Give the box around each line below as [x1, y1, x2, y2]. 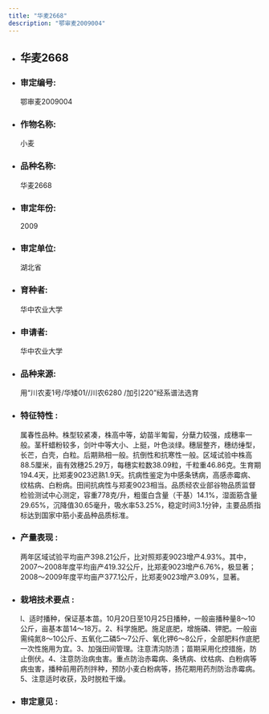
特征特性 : [19, 410, 59, 422]
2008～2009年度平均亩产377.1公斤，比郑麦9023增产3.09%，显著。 [19, 572, 245, 581]
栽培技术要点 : [19, 594, 75, 605]
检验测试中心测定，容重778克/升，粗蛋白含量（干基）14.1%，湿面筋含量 [19, 490, 258, 500]
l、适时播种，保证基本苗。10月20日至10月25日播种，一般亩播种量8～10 [19, 614, 255, 623]
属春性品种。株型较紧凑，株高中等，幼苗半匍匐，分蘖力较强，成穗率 [19, 430, 246, 439]
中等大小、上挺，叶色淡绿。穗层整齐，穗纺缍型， [97, 439, 259, 450]
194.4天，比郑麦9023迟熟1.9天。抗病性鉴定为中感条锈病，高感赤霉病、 [19, 470, 255, 479]
